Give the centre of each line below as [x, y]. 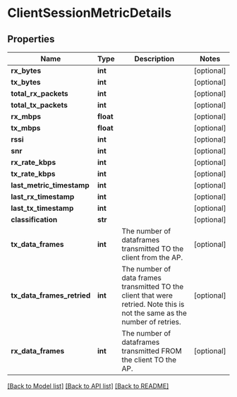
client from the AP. [152, 257]
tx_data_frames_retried [51, 295]
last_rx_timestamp [43, 197]
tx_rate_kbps [33, 174]
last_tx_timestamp [42, 208]
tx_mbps [26, 128]
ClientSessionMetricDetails [89, 13]
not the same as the [154, 313]
